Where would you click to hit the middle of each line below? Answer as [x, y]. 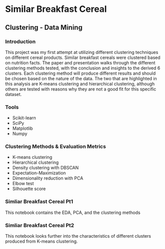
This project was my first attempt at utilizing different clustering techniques [82, 52]
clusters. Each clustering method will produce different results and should [81, 73]
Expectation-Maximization [39, 173]
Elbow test [23, 184]
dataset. [14, 94]
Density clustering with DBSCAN [46, 168]
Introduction [20, 42]
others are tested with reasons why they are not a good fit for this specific [81, 89]
